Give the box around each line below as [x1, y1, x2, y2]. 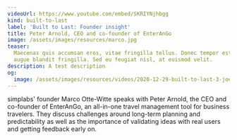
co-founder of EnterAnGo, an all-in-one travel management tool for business [7, 103, 230, 111]
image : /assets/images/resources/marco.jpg [7, 37, 138, 44]
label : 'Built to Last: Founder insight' [7, 23, 131, 30]
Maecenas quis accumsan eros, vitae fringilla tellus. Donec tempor [13, 50, 219, 57]
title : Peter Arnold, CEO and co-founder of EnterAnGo [7, 30, 172, 37]
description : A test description [7, 63, 106, 70]
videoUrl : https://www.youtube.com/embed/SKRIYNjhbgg [7, 10, 169, 18]
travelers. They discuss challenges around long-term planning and [7, 110, 201, 118]
